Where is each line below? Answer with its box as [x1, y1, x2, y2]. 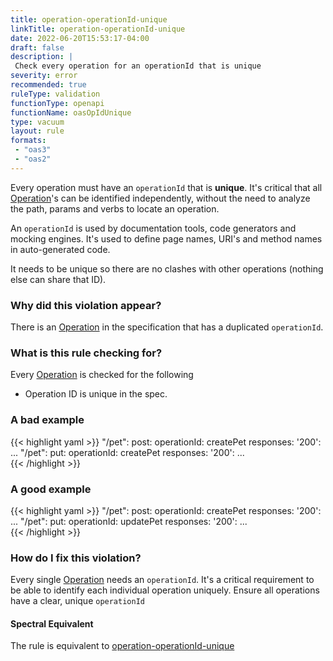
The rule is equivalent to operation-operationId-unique [10, 640, 235, 652]
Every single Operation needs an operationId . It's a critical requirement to [10, 574, 315, 586]
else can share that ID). [10, 273, 107, 285]
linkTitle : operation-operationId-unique [10, 24, 186, 34]
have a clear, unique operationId [10, 595, 145, 607]
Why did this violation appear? [10, 298, 162, 312]
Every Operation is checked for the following [10, 369, 194, 381]
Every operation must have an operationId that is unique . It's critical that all [10, 181, 323, 193]
